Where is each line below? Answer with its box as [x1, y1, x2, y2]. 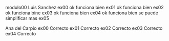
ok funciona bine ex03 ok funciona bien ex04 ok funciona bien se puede [5, 10, 159, 16]
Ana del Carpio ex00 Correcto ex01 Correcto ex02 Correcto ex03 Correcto [5, 25, 163, 31]
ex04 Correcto [5, 31, 36, 36]
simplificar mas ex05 [5, 15, 50, 21]
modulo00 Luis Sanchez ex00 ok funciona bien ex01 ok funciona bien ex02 [5, 5, 164, 10]
